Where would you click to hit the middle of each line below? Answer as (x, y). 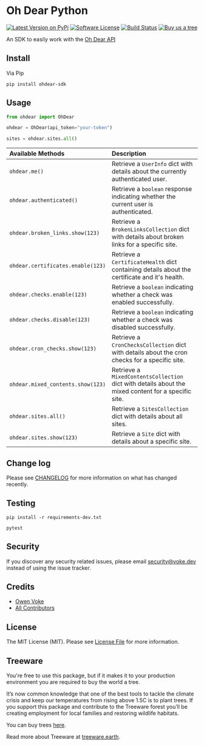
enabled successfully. (143, 302)
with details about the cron (150, 352)
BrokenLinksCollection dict (150, 229)
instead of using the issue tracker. (49, 568)
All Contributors (35, 608)
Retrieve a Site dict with (146, 434)
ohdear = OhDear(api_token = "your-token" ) (59, 128)
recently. (17, 484)
